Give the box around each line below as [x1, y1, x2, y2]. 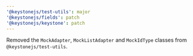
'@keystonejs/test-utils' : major [6, 8, 91, 15]
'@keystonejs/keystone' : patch [6, 20, 85, 26]
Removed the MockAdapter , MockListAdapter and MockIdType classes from [6, 37, 188, 44]
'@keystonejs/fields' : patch [6, 14, 80, 20]
